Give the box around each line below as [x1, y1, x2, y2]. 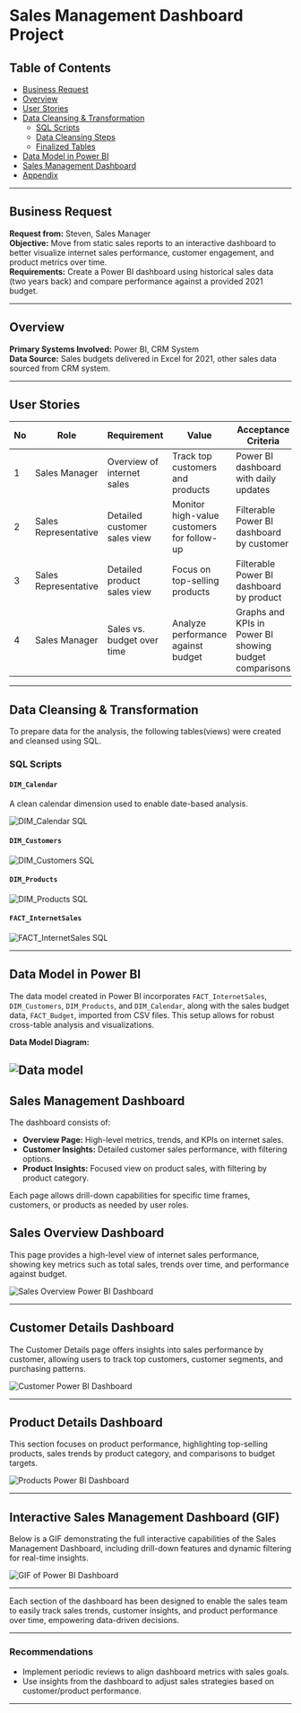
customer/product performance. [21, 1685, 142, 1696]
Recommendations [9, 1646, 94, 1658]
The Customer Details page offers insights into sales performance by [9, 1344, 264, 1355]
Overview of [107, 455, 159, 468]
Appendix [21, 170, 58, 180]
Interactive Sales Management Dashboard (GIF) [9, 1509, 280, 1524]
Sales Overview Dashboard [9, 1225, 164, 1241]
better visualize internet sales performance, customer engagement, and [9, 247, 275, 258]
